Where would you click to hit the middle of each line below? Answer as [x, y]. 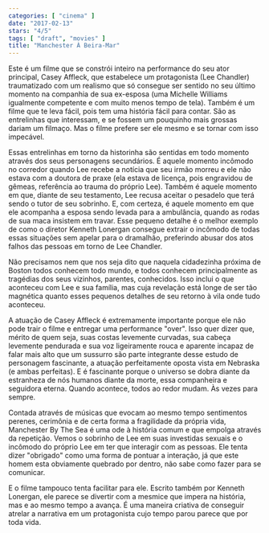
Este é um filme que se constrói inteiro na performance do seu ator [119, 68]
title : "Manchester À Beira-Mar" [64, 46]
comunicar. [27, 473]
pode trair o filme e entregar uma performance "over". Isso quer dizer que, [132, 329]
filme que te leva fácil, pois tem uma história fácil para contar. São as [122, 111]
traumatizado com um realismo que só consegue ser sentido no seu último [132, 86]
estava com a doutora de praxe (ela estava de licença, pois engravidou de [131, 178]
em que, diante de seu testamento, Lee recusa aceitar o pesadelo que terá [131, 195]
